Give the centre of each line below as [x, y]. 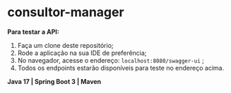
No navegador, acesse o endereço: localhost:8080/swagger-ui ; [111, 60]
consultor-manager [66, 12]
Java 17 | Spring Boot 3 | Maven [54, 81]
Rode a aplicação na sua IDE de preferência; [82, 53]
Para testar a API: [34, 32]
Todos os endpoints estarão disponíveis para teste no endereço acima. [121, 68]
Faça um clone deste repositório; [66, 45]
